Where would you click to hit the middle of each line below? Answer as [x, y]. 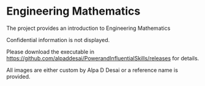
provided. [18, 76]
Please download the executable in [50, 52]
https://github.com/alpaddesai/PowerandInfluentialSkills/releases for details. [103, 58]
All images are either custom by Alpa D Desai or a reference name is [92, 70]
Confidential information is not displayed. [58, 40]
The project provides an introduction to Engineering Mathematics [88, 28]
